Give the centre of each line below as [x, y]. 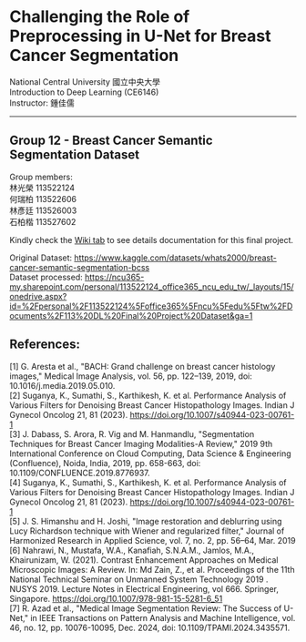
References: [45, 345]
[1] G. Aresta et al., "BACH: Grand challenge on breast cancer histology [143, 366]
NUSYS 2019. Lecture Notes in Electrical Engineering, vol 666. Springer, [144, 588]
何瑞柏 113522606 [43, 199]
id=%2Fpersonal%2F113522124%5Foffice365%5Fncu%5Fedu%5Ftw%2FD [151, 306]
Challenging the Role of [100, 17]
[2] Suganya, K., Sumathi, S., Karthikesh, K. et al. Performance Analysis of [148, 395]
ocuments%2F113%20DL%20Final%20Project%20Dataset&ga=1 [131, 315]
